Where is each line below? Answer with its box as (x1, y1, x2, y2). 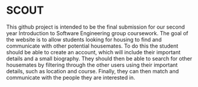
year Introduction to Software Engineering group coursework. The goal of (6, 29, 188, 36)
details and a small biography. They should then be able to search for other (6, 55, 193, 62)
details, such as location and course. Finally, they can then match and (6, 67, 179, 74)
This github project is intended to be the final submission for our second (6, 23, 185, 30)
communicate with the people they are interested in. (6, 74, 135, 81)
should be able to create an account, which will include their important (6, 48, 181, 55)
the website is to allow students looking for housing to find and (6, 36, 162, 43)
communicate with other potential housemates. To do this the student (6, 42, 179, 49)
